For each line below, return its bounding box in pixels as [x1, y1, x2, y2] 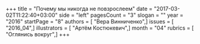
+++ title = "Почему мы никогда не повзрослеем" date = [5, 5, 153, 12]
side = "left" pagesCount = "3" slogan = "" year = [59, 11, 184, 19]
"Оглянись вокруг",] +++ [5, 31, 70, 38]
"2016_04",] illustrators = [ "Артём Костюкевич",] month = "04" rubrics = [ [5, 24, 195, 31]
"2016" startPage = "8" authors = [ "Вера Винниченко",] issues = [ [5, 18, 174, 25]
